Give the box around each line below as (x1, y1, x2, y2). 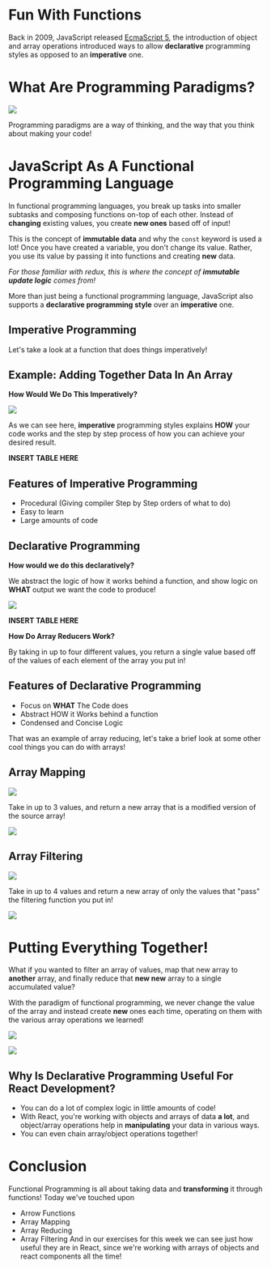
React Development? (8, 1081, 116, 1095)
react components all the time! (19, 1251, 122, 1261)
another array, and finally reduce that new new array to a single (8, 973, 222, 983)
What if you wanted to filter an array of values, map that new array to (8, 965, 239, 975)
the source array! (8, 811, 66, 820)
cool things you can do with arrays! (8, 742, 126, 752)
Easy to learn (19, 507, 65, 517)
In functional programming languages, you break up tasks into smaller (8, 201, 241, 211)
